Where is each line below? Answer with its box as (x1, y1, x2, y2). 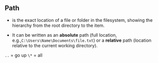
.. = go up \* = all (5, 52, 43, 58)
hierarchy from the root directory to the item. (12, 22, 105, 28)
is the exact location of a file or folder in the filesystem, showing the (12, 17, 153, 23)
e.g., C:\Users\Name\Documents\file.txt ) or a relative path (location (12, 37, 152, 43)
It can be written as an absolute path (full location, (12, 32, 117, 38)
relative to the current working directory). (12, 42, 98, 49)
